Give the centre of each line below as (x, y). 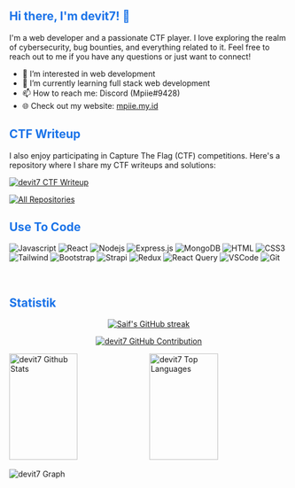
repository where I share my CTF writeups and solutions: (113, 165)
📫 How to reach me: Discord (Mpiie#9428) (101, 93)
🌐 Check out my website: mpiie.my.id (90, 105)
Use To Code (45, 227)
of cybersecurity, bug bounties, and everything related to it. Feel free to (140, 47)
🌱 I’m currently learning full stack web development (116, 83)
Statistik (33, 302)
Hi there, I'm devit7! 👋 (70, 16)
